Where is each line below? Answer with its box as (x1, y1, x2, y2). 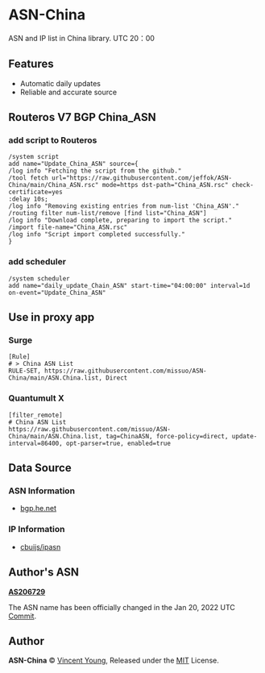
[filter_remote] (8, 411, 63, 419)
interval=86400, (8, 439, 63, 447)
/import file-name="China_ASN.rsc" (8, 223, 128, 231)
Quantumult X (8, 393, 64, 404)
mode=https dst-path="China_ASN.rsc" (101, 181, 229, 189)
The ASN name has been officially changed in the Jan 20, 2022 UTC (8, 602, 236, 612)
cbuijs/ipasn (19, 542, 61, 551)
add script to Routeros (8, 135, 97, 146)
